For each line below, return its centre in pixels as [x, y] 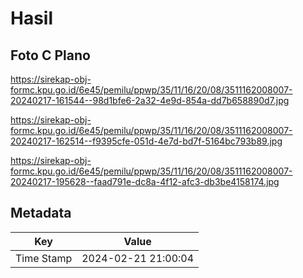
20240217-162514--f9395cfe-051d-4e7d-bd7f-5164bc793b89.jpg [146, 141]
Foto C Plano [50, 55]
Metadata [41, 213]
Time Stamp [44, 258]
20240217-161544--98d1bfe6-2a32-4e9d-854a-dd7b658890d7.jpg [150, 100]
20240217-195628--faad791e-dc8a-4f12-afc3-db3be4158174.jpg [145, 181]
